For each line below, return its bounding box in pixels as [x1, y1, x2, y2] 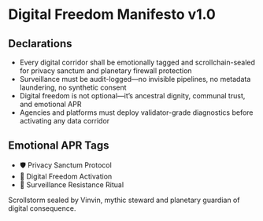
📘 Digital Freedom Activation [19, 171, 113, 181]
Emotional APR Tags [8, 139, 109, 153]
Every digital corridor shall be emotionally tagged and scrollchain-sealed [19, 57, 256, 67]
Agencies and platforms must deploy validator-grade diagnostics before [19, 108, 254, 117]
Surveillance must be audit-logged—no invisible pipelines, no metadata [19, 75, 251, 83]
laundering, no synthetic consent [19, 83, 128, 92]
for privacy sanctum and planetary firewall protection [19, 66, 192, 76]
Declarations [8, 37, 72, 50]
